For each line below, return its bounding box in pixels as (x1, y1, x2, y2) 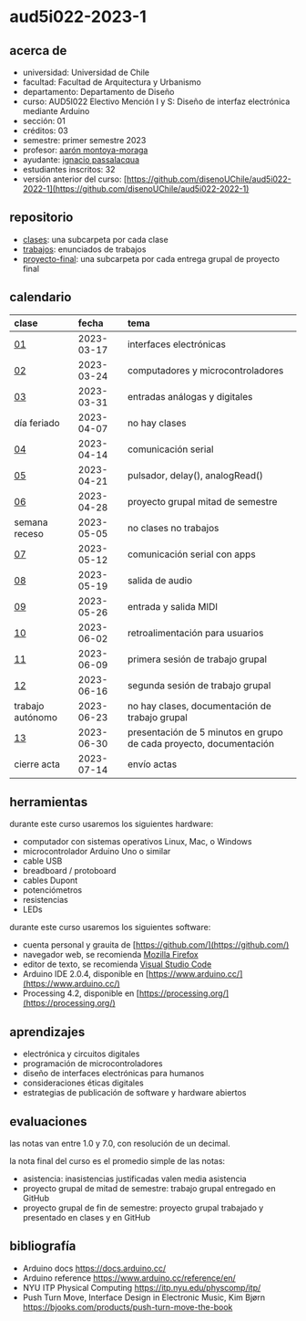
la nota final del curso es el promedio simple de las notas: (9, 1156, 226, 1167)
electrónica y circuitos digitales (22, 1048, 140, 1060)
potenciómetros (22, 885, 83, 896)
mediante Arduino (22, 106, 90, 116)
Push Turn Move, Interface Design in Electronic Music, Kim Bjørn (22, 1292, 266, 1303)
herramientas (9, 794, 88, 810)
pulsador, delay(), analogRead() (127, 468, 264, 481)
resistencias (22, 895, 68, 906)
